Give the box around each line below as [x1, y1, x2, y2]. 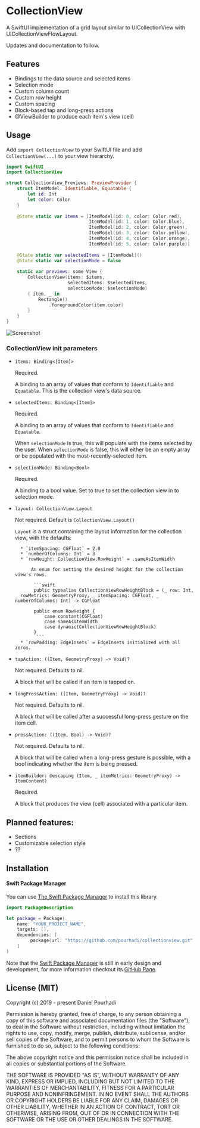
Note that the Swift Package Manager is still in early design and [6, 959, 162, 967]
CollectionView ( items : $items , [27, 274, 105, 281]
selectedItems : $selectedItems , [67, 280, 148, 286]
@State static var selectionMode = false [17, 257, 121, 263]
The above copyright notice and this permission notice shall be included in [6, 1054, 189, 1061]
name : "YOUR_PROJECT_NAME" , [17, 921, 86, 927]
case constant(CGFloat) [44, 614, 104, 620]
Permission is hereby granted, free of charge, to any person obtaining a [6, 1010, 182, 1017]
